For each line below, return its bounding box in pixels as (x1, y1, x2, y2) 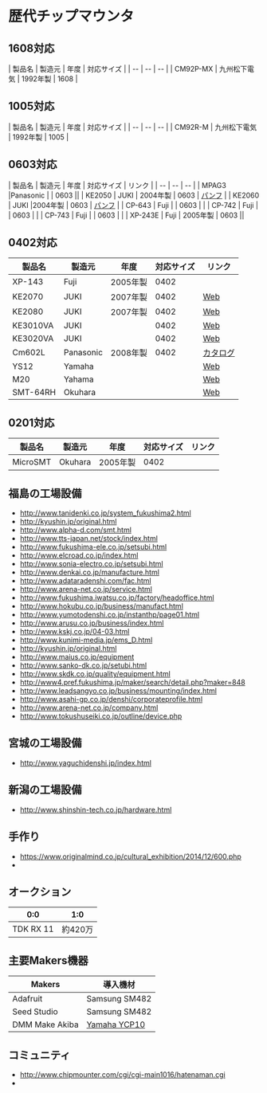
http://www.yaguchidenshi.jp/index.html (19, 758, 151, 767)
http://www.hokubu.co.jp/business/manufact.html (19, 601, 183, 611)
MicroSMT (12, 456, 52, 468)
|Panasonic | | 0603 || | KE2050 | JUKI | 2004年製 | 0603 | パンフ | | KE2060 (8, 190, 260, 200)
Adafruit (12, 993, 43, 1005)
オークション (8, 885, 72, 899)
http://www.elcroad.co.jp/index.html (19, 550, 139, 560)
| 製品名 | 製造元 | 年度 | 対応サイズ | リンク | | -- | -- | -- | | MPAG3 (8, 180, 227, 190)
